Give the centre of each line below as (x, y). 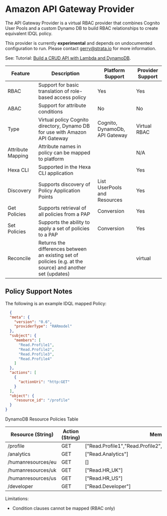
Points (45, 196)
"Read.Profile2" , (36, 349)
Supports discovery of (64, 184)
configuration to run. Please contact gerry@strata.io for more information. (81, 48)
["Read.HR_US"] (104, 478)
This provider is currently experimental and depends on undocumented (79, 43)
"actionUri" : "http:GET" (44, 382)
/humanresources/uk (32, 470)
